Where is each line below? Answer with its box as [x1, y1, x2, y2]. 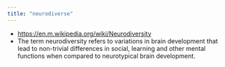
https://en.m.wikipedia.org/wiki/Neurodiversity [17, 29, 152, 38]
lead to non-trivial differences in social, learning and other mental [17, 44, 206, 52]
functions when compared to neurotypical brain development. [17, 52, 196, 60]
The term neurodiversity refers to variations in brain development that [17, 36, 218, 45]
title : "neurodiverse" [7, 10, 73, 17]
